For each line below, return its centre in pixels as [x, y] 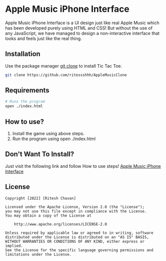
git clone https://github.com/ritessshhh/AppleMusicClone [66, 75]
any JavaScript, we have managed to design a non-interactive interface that [82, 33]
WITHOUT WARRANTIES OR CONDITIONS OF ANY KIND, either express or [75, 241]
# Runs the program [25, 102]
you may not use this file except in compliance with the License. [76, 211]
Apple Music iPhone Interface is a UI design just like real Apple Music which [82, 23]
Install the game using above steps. [48, 133]
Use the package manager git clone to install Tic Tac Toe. [64, 66]
